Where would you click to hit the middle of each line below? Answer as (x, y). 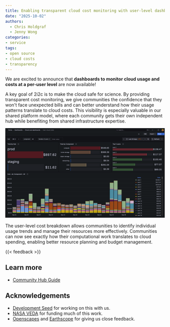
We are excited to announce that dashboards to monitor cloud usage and (82, 79)
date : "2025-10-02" (26, 16)
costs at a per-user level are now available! (51, 85)
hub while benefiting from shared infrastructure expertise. (66, 121)
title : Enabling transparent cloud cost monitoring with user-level (79, 11)
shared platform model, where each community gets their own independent (84, 116)
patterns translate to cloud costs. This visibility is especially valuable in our (83, 110)
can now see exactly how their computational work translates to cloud (78, 236)
